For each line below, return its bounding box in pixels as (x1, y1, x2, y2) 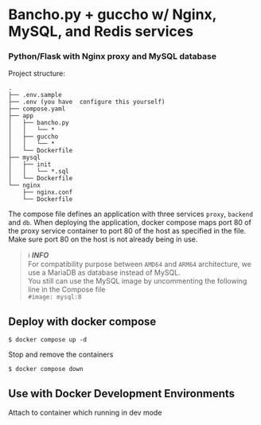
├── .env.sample (8, 91, 62, 99)
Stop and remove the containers (8, 350, 114, 359)
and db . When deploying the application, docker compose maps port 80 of (8, 218, 252, 227)
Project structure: (8, 69, 66, 79)
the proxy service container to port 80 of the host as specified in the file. (8, 226, 247, 236)
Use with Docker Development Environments (8, 387, 236, 400)
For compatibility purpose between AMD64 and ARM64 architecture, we (27, 260, 252, 269)
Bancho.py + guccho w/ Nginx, (8, 6, 217, 24)
